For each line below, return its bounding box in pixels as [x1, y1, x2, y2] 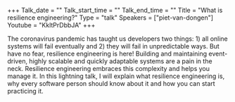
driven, [7, 57, 28, 65]
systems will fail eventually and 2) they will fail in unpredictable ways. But [7, 42, 220, 50]
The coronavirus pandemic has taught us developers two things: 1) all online [7, 34, 229, 43]
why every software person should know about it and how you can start [7, 79, 216, 87]
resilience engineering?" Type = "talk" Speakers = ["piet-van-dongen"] [7, 13, 213, 22]
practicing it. [7, 87, 44, 95]
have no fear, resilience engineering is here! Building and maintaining [7, 49, 208, 58]
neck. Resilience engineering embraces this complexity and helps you [7, 65, 210, 72]
